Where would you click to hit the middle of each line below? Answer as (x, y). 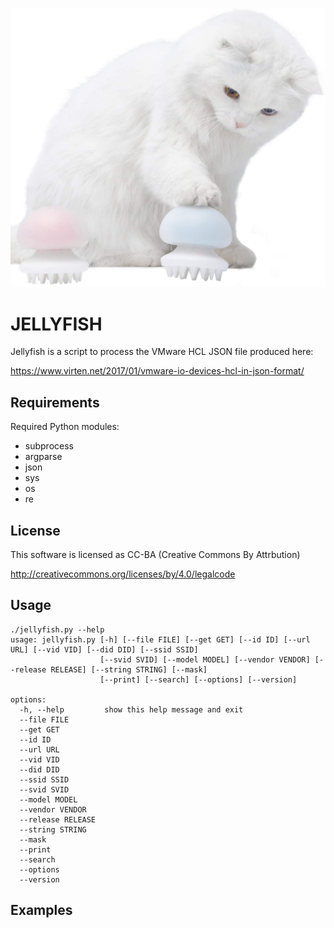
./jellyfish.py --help (57, 629)
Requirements (55, 402)
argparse (43, 457)
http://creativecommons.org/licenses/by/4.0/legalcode (123, 574)
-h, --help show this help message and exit (131, 709)
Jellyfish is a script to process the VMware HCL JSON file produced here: (162, 352)
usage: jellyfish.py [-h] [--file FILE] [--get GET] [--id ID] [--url (160, 639)
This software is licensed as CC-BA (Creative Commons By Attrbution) (155, 554)
